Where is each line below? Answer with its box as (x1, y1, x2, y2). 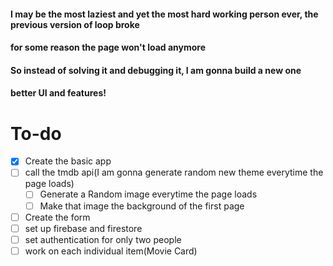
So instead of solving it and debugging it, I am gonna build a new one (10, 64, 302, 76)
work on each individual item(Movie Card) (24, 245, 198, 257)
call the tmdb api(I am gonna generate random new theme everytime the (24, 166, 324, 179)
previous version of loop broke (10, 18, 140, 30)
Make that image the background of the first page (39, 200, 245, 212)
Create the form (24, 211, 91, 223)
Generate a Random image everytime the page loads (39, 188, 258, 200)
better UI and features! (10, 87, 107, 99)
